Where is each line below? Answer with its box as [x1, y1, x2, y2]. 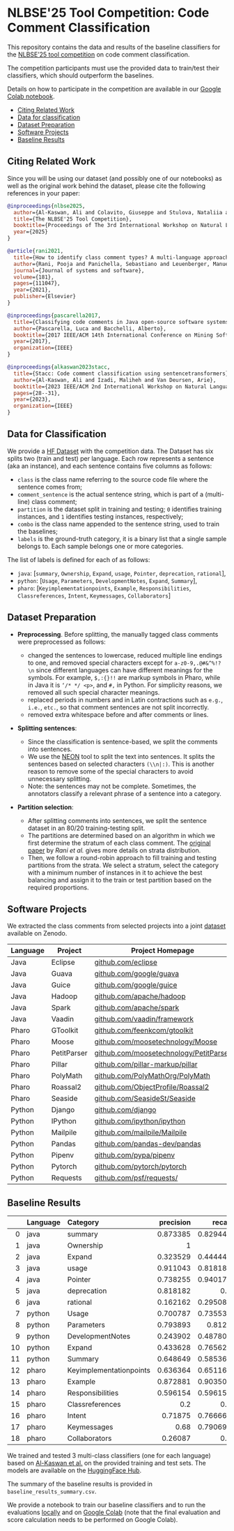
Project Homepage [131, 946, 195, 956]
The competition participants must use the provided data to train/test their [7, 64, 220, 72]
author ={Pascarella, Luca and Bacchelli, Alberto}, [13, 325, 167, 332]
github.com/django [94, 1105, 157, 1115]
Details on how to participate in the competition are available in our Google [7, 84, 221, 93]
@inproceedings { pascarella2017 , [7, 312, 101, 319]
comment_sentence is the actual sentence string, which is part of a [17, 490, 204, 498]
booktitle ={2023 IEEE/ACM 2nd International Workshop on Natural [13, 383, 208, 390]
